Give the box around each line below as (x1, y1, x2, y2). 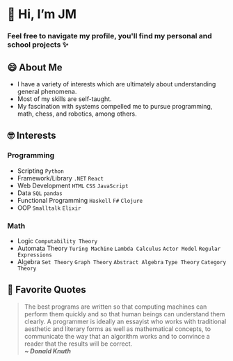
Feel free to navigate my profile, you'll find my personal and (7, 31, 212, 41)
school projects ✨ (7, 40, 69, 49)
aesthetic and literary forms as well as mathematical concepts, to (24, 324, 211, 333)
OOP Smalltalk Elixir (17, 203, 81, 212)
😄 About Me (7, 61, 63, 73)
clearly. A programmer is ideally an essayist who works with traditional (24, 317, 227, 325)
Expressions (17, 251, 52, 259)
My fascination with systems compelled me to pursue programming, (17, 102, 213, 110)
